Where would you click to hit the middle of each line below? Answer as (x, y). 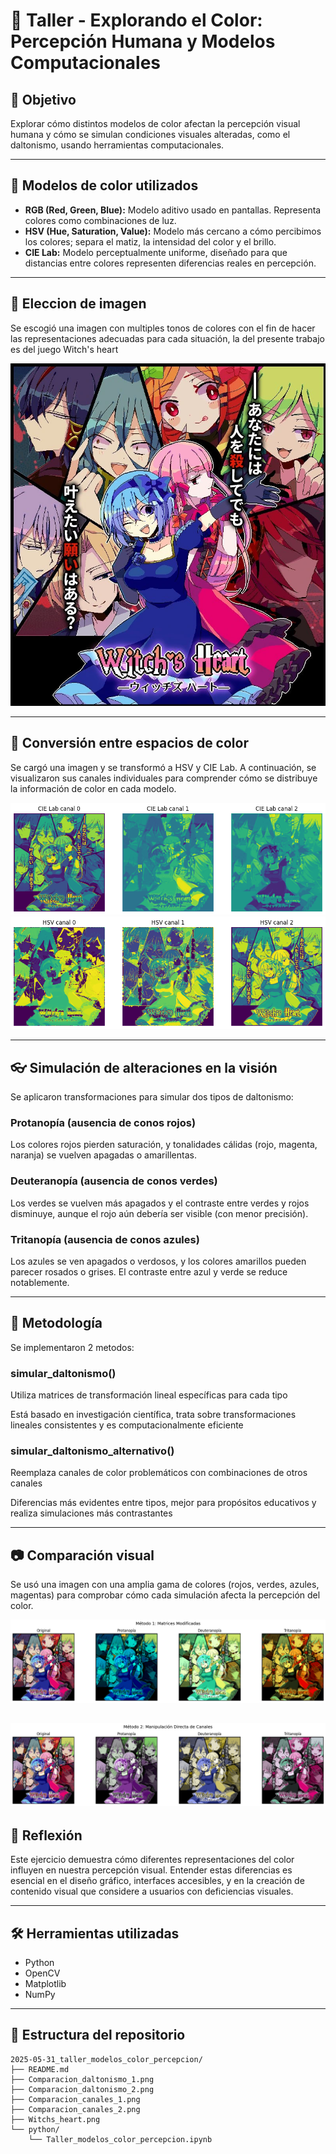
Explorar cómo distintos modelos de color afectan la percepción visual (155, 123)
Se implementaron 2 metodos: (72, 1347)
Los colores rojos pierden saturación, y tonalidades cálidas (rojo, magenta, (164, 1145)
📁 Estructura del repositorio (98, 2035)
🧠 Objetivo (43, 99)
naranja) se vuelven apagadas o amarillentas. (103, 1155)
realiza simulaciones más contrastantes (91, 1513)
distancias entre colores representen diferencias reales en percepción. (170, 263)
